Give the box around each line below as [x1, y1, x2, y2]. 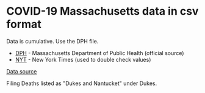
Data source [6, 67, 37, 75]
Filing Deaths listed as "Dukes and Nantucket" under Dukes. [6, 80, 157, 87]
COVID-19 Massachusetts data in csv [6, 4, 199, 18]
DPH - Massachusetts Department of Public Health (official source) [15, 49, 184, 56]
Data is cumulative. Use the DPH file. [6, 37, 99, 45]
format [6, 17, 41, 31]
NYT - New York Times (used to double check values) [15, 56, 151, 63]
